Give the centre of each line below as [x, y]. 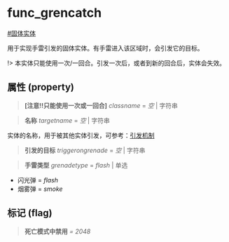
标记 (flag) [30, 213]
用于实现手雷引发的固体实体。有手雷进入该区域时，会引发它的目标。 [105, 48]
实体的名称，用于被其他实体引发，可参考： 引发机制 [81, 135]
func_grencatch [55, 13]
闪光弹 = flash [37, 180]
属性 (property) [41, 87]
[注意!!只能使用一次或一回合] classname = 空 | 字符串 [101, 105]
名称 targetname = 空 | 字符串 [67, 120]
